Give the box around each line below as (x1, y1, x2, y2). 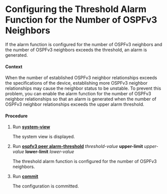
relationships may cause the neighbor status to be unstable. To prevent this (5, 85, 161, 91)
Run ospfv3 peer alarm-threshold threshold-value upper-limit (12, 143, 143, 149)
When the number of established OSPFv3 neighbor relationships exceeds (5, 75, 157, 81)
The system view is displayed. (12, 134, 75, 140)
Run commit (12, 173, 39, 179)
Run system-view (12, 124, 50, 130)
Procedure (5, 113, 28, 119)
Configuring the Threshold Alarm (5, 4, 147, 15)
